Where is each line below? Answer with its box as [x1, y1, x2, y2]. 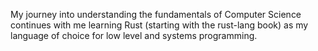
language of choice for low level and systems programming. [10, 30, 258, 41]
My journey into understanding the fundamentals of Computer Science [10, 9, 302, 20]
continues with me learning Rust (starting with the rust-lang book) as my [10, 19, 309, 31]
